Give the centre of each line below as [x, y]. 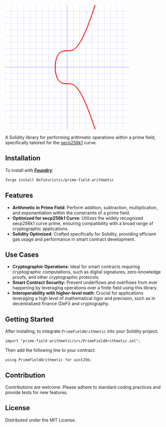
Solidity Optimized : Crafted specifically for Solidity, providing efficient [84, 234]
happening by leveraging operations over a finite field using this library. [85, 288]
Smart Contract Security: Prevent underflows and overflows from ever [85, 282]
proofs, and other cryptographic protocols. [56, 277]
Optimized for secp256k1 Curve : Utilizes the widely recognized [78, 218]
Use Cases [22, 255]
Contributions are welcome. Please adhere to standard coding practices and [83, 387]
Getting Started [29, 319]
